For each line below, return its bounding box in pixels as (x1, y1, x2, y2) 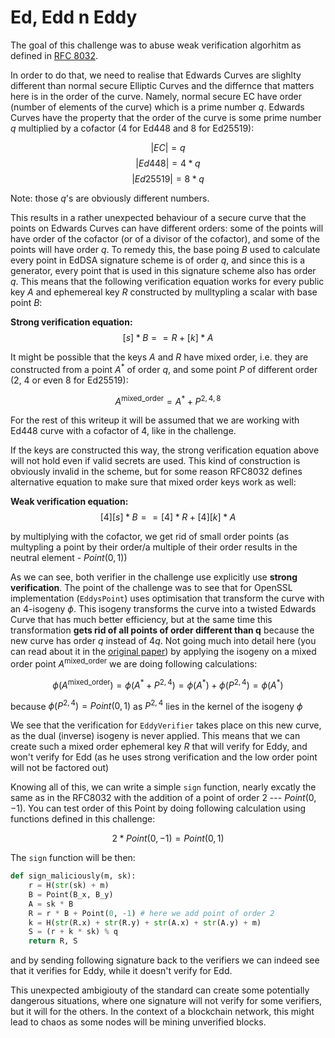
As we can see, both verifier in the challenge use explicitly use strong (10, 571, 298, 583)
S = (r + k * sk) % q (28, 927, 118, 937)
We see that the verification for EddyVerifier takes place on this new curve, (10, 719, 322, 731)
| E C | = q (150, 141, 186, 153)
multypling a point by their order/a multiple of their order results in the (10, 541, 298, 553)
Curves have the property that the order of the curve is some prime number (10, 111, 322, 123)
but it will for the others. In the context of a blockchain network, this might (10, 1006, 315, 1018)
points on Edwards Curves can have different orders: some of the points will (10, 222, 324, 234)
